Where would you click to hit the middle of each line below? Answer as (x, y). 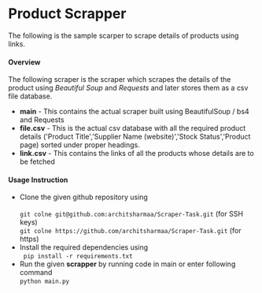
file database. (30, 96)
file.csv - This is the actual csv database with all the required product (133, 128)
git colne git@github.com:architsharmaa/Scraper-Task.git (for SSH (131, 214)
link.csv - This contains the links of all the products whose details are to (137, 154)
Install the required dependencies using (84, 247)
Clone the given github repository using (83, 197)
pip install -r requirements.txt (78, 257)
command (36, 273)
